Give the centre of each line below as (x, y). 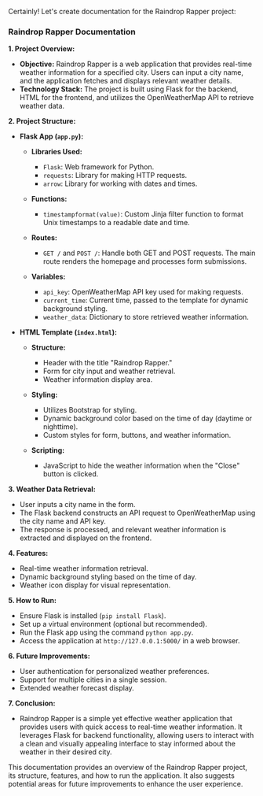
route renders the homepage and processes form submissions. (145, 261)
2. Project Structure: (42, 121)
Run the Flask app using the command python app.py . (106, 632)
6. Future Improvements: (49, 656)
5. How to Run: (33, 601)
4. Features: (28, 553)
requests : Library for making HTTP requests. (115, 176)
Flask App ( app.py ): (51, 136)
